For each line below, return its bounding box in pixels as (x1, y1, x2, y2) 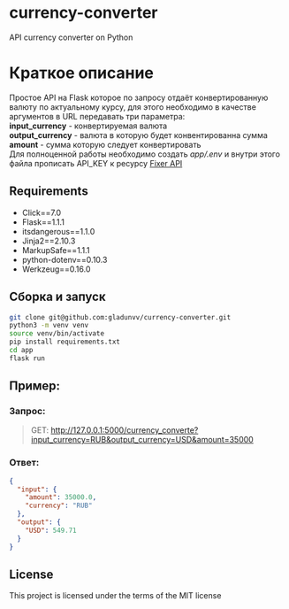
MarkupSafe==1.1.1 (21, 244, 90, 255)
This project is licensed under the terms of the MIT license (9, 590, 222, 601)
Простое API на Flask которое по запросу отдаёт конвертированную (9, 92, 269, 103)
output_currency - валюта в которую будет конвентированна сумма (9, 129, 268, 140)
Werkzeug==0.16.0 (21, 264, 91, 274)
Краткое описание (9, 63, 155, 83)
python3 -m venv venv (9, 321, 89, 330)
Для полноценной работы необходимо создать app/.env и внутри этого (9, 149, 281, 159)
